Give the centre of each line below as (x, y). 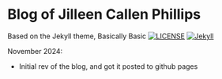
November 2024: (35, 51)
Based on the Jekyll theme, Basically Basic (77, 36)
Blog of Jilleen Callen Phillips (104, 14)
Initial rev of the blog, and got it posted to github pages (108, 66)
